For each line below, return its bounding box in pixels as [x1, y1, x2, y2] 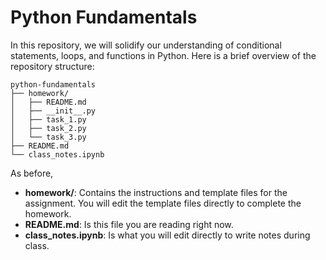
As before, [10, 167, 54, 179]
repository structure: [10, 60, 95, 72]
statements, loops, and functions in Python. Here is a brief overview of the [10, 49, 317, 61]
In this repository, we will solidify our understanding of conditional [10, 39, 282, 51]
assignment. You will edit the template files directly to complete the [24, 197, 302, 209]
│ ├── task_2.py [10, 123, 87, 133]
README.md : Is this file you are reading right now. [24, 218, 234, 230]
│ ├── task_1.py [10, 114, 87, 125]
